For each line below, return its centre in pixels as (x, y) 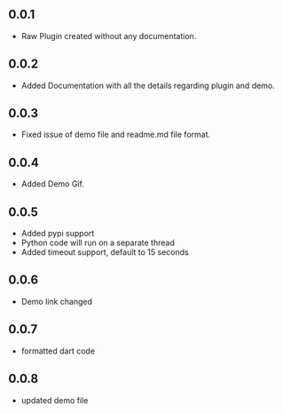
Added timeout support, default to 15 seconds (105, 252)
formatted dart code (58, 351)
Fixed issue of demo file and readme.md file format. (116, 135)
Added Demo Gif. (53, 184)
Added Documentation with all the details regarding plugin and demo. (148, 85)
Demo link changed (57, 301)
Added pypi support (58, 234)
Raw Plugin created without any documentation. (109, 36)
